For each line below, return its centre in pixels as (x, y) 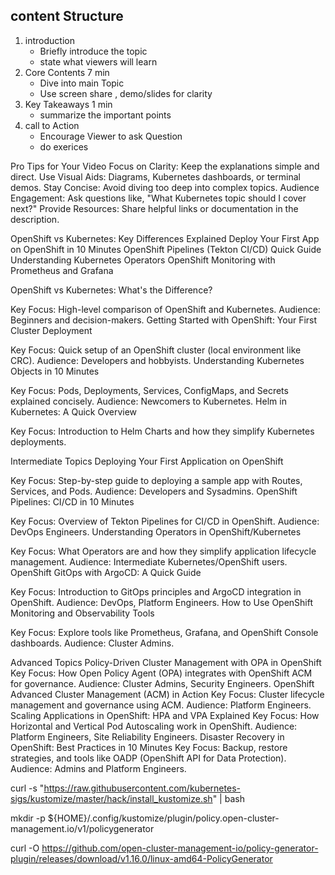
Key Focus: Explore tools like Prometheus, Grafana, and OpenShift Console (164, 632)
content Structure (67, 16)
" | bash (228, 798)
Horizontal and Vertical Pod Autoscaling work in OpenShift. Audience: (154, 726)
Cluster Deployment (51, 330)
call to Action (52, 125)
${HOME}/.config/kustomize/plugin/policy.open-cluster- (163, 818)
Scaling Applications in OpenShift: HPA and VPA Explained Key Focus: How (165, 715)
